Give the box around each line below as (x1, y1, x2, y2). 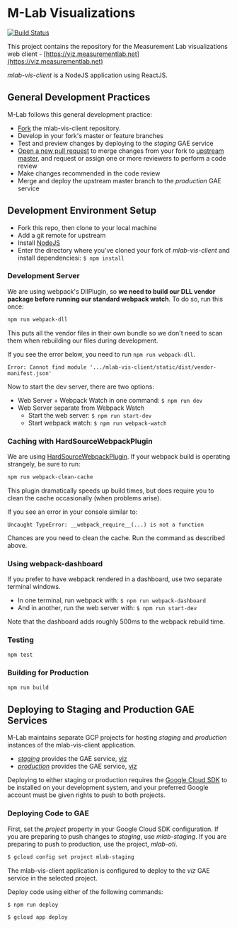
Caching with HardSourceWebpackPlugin (7, 436, 154, 446)
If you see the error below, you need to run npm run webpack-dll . (7, 350, 196, 358)
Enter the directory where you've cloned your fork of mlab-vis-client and (17, 246, 230, 254)
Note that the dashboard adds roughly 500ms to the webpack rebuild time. (7, 617, 225, 626)
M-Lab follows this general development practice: (7, 110, 153, 118)
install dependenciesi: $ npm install (17, 253, 125, 262)
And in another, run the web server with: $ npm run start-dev (17, 604, 197, 612)
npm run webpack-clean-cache (7, 474, 93, 481)
